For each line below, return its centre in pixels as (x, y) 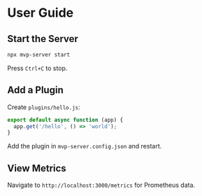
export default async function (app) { (65, 120)
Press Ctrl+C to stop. (37, 68)
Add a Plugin (36, 90)
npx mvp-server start (39, 55)
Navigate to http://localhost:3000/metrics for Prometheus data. (101, 185)
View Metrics (37, 168)
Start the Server (43, 39)
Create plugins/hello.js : (44, 107)
